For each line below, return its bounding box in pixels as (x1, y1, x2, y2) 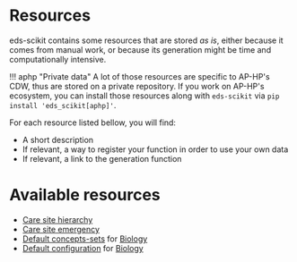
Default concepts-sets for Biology (22, 233, 148, 244)
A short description (22, 134, 94, 145)
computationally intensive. (9, 54, 107, 64)
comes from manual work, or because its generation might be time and (9, 44, 272, 55)
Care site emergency (22, 224, 100, 234)
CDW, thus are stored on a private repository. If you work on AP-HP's (9, 80, 265, 91)
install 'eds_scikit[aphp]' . (9, 99, 117, 110)
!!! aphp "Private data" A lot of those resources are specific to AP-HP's (9, 71, 271, 81)
